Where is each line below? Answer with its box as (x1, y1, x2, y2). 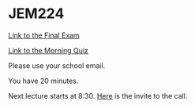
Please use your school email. (8, 60, 106, 70)
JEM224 (8, 5, 65, 23)
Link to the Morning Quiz (8, 45, 89, 55)
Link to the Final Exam (8, 31, 81, 40)
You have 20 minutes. (8, 76, 79, 85)
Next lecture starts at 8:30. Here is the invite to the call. (8, 91, 188, 100)
